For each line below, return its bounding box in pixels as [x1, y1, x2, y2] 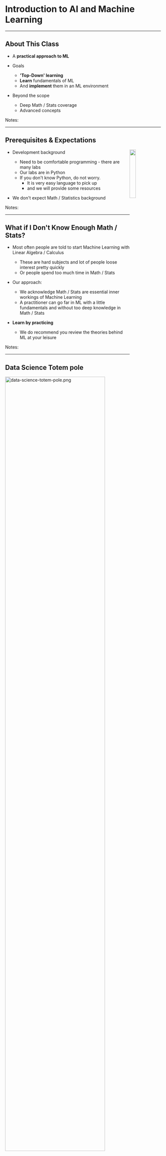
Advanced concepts [19, 107, 61, 113]
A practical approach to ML [12, 53, 69, 59]
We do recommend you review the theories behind [19, 329, 123, 336]
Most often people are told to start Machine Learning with [12, 244, 130, 250]
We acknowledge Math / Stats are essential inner [19, 289, 120, 295]
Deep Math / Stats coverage [19, 102, 77, 108]
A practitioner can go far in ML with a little [19, 299, 105, 306]
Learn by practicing [12, 320, 53, 326]
